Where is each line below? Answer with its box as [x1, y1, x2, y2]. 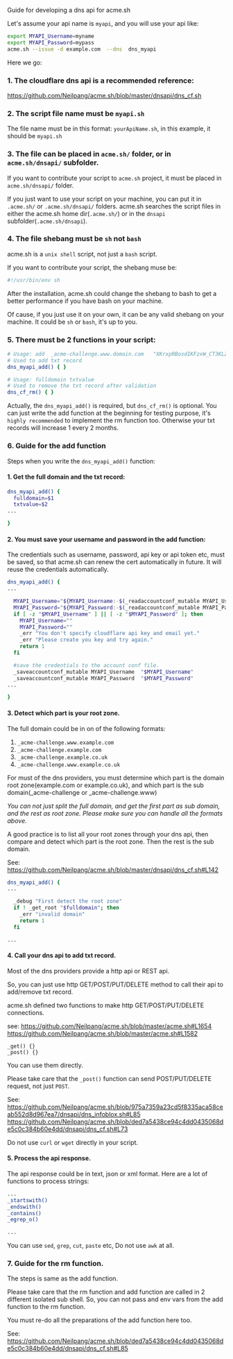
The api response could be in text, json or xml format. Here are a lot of [7, 1169, 208, 1178]
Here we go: [7, 58, 43, 67]
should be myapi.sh [7, 132, 62, 140]
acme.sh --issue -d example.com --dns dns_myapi [7, 45, 157, 53]
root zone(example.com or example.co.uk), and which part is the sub [7, 781, 205, 789]
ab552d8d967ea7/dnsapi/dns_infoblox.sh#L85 [7, 1110, 141, 1118]
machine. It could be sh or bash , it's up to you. [7, 318, 137, 326]
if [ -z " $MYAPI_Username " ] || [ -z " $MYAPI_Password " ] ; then [13, 611, 203, 618]
